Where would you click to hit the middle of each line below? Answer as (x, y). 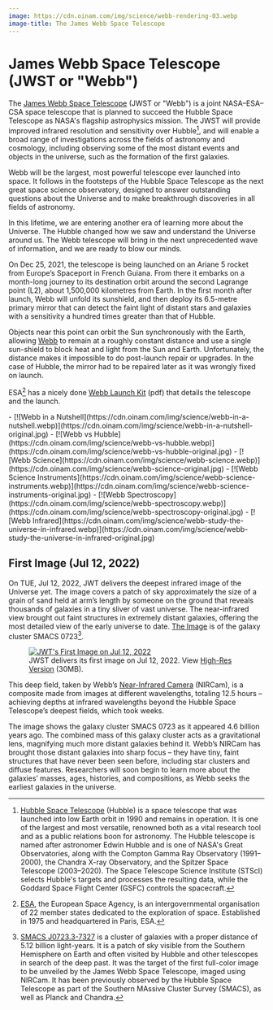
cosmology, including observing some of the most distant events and (124, 148)
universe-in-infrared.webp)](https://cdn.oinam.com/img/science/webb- (128, 529)
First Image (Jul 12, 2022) (74, 563)
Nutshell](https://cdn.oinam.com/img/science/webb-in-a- (153, 416)
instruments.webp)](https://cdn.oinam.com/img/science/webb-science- (129, 485)
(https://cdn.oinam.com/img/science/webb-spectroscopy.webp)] (117, 503)
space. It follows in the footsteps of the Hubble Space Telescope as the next (136, 181)
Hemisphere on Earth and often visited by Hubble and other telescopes (139, 954)
